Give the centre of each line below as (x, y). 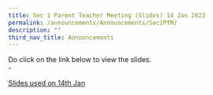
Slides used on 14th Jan (47, 83)
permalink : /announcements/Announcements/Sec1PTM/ (93, 23)
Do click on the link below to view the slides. (80, 60)
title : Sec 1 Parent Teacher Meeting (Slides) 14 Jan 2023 (107, 15)
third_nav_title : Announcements (61, 37)
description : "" (35, 30)
